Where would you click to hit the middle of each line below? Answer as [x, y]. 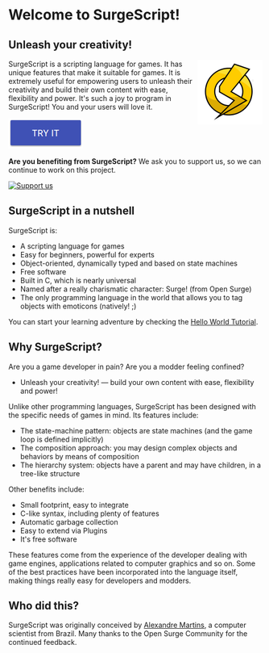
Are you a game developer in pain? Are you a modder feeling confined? [126, 366]
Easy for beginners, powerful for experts [87, 254]
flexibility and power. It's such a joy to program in [90, 98]
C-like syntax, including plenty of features [89, 513]
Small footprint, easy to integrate [74, 504]
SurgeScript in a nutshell [72, 211]
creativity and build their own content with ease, [88, 90]
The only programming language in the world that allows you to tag [131, 297]
